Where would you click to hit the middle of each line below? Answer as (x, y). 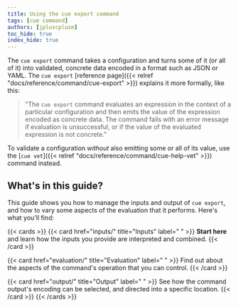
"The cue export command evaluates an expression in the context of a (128, 104)
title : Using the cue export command (63, 14)
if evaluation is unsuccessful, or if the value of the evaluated (113, 127)
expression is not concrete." (66, 135)
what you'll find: (31, 218)
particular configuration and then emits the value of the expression (122, 112)
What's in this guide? (55, 185)
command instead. (34, 163)
